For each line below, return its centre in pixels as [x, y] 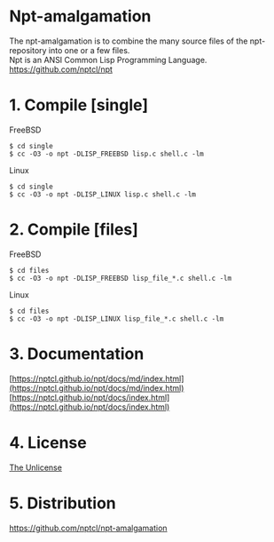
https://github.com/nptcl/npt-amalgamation [88, 528]
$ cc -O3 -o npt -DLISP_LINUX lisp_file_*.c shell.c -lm [117, 319]
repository [28, 50]
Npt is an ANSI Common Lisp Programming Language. [108, 60]
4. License [48, 442]
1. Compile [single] [79, 105]
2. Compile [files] [74, 230]
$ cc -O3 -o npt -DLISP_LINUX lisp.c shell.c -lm [103, 194]
